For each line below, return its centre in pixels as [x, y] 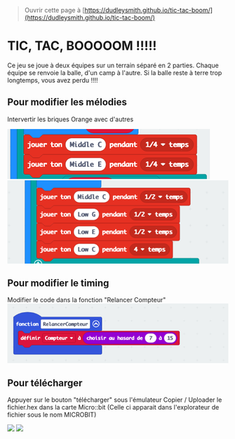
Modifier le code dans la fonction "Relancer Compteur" [87, 300]
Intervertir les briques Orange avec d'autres [70, 119]
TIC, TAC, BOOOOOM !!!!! [82, 46]
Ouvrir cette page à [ [55, 10]
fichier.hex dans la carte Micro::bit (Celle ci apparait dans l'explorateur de [113, 407]
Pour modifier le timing [58, 283]
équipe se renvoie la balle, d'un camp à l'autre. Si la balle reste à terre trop [115, 72]
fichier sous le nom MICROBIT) [52, 415]
